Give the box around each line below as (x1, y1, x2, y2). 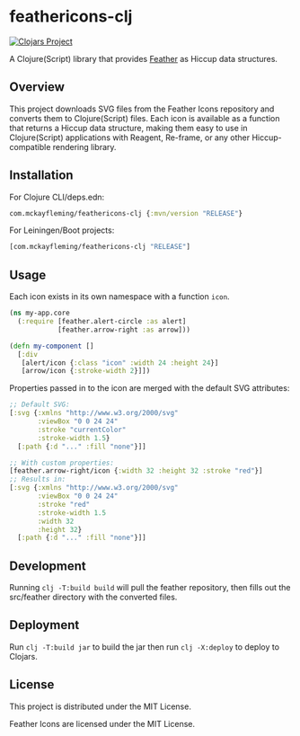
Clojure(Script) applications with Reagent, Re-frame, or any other (9, 132, 251, 143)
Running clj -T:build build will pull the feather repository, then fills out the (9, 582, 291, 593)
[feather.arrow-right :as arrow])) (57, 325, 191, 334)
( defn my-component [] (9, 341, 94, 350)
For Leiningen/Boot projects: (9, 225, 115, 235)
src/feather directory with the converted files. (9, 591, 178, 603)
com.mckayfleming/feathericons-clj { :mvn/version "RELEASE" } (9, 208, 243, 217)
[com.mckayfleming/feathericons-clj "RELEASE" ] (9, 243, 191, 252)
